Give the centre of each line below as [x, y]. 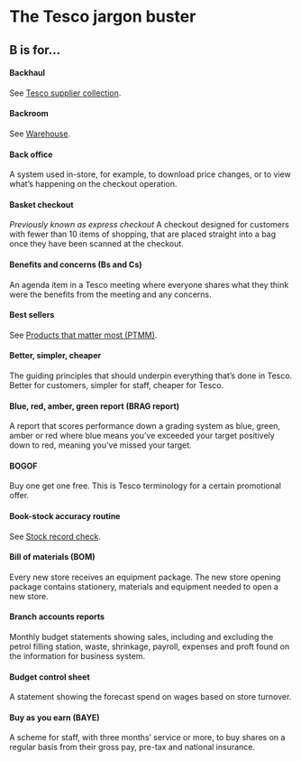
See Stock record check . [55, 536]
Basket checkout [41, 204]
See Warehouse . [40, 134]
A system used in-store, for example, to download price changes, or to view [150, 174]
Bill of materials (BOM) [52, 557]
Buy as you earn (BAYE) [55, 717]
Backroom [29, 114]
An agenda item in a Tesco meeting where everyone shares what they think [149, 284]
